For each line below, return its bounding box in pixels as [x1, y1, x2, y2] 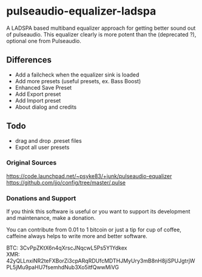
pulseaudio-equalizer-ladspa [6, 4, 157, 18]
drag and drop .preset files [15, 137, 82, 144]
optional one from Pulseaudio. [6, 37, 82, 44]
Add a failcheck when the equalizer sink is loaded [15, 71, 140, 78]
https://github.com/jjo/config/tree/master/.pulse [6, 179, 126, 186]
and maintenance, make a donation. [6, 214, 96, 222]
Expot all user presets [15, 143, 70, 151]
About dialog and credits [15, 103, 77, 111]
